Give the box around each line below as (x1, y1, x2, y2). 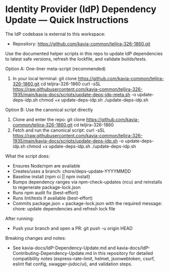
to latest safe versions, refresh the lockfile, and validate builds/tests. (5, 56, 147, 62)
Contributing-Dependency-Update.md (12, 250, 92, 256)
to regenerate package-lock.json (12, 184, 81, 190)
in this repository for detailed (93, 250, 153, 256)
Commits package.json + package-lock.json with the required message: (12, 200, 162, 206)
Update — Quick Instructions (5, 14, 129, 26)
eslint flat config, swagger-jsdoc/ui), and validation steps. (12, 261, 133, 267)
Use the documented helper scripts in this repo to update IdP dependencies (5, 50, 163, 57)
